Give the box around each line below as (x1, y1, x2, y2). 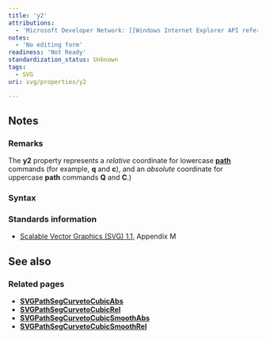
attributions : (8, 19, 55, 27)
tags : (8, 63, 26, 71)
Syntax (8, 192, 36, 204)
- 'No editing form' (15, 41, 83, 49)
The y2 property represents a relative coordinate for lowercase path (8, 156, 231, 166)
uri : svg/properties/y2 (8, 78, 87, 86)
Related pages (8, 278, 65, 289)
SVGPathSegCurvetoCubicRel (19, 305, 121, 314)
